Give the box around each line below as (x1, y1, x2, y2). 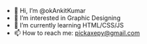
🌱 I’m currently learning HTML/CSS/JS (13, 21, 124, 29)
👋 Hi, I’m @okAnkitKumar (13, 7, 86, 14)
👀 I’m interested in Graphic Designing (13, 14, 121, 22)
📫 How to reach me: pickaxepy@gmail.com (13, 29, 141, 37)
